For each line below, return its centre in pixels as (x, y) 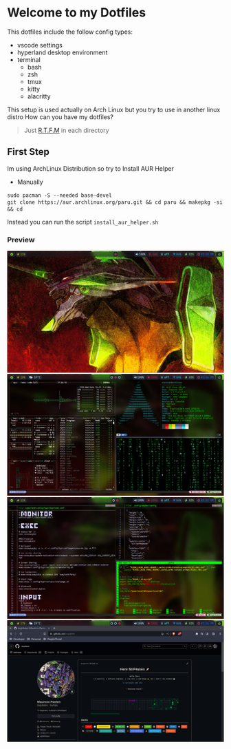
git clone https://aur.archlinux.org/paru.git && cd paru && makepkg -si (115, 202)
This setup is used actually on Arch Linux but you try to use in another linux (114, 109)
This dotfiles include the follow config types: (70, 32)
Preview (21, 240)
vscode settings (40, 45)
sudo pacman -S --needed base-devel (59, 195)
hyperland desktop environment (62, 52)
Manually (30, 182)
